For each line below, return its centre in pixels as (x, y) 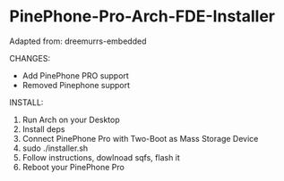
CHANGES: (30, 58)
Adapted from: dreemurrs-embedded (78, 41)
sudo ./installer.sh (55, 148)
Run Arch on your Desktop (71, 119)
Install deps (43, 129)
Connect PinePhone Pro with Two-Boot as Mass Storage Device (140, 138)
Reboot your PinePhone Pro (73, 167)
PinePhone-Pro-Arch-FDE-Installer (142, 16)
